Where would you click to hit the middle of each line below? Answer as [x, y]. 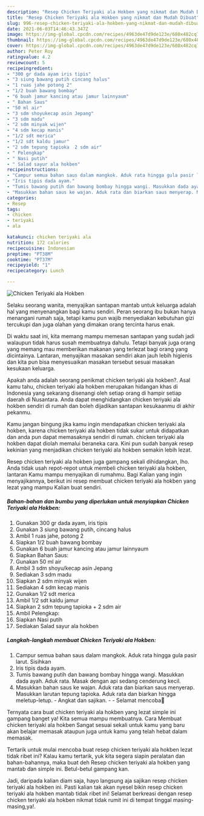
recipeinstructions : [33, 170]
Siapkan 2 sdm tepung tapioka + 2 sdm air [68, 606]
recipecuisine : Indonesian [41, 248]
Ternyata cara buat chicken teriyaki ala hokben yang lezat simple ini [91, 712]
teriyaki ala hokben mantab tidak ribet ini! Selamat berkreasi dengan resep [100, 793]
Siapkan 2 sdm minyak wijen [51, 581]
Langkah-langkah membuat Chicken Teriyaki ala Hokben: [81, 640]
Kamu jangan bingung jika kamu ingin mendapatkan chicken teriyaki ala [96, 424]
